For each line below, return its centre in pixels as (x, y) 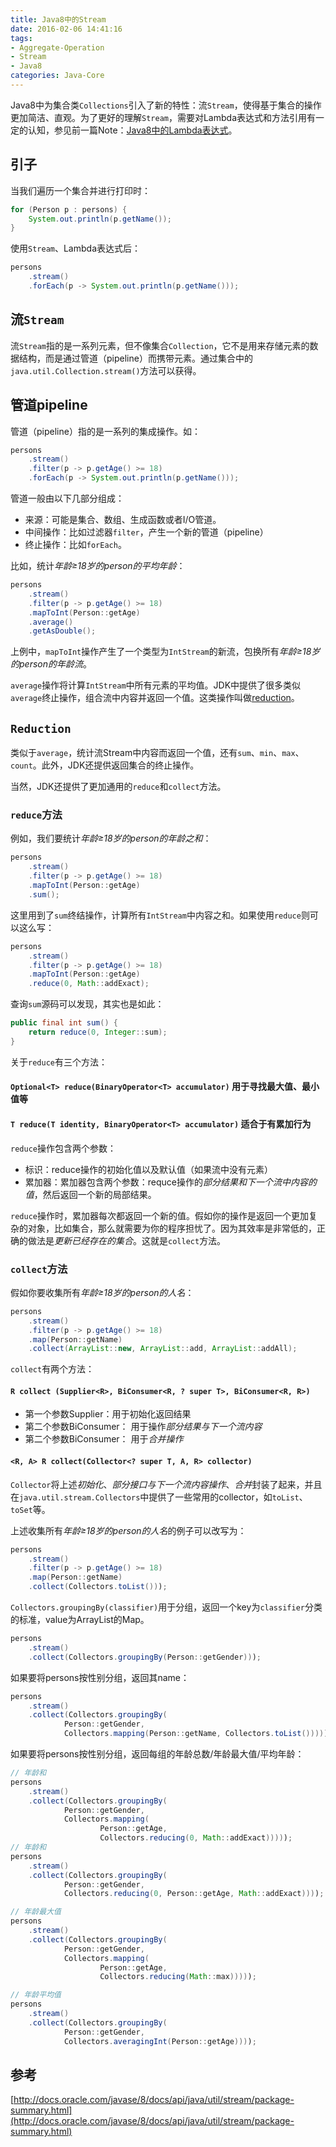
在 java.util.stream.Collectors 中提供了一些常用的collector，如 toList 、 (159, 1497)
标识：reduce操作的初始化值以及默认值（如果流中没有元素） (149, 1169)
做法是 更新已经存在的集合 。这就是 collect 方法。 (127, 1240)
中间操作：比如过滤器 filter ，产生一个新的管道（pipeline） (146, 532)
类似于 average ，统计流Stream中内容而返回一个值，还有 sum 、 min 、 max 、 (157, 753)
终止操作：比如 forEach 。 (75, 545)
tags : (21, 38)
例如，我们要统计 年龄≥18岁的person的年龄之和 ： (111, 838)
